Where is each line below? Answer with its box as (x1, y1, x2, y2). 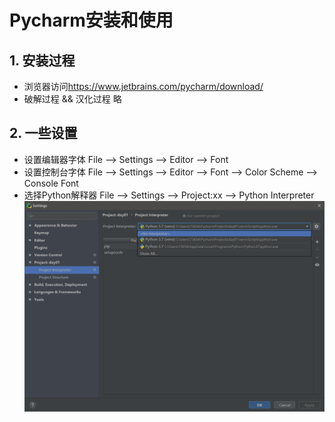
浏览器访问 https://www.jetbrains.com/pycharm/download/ (23, 81, 264, 92)
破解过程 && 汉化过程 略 (23, 93, 122, 105)
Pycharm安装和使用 (9, 9, 174, 32)
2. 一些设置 (9, 125, 78, 142)
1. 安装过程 (9, 52, 76, 69)
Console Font (23, 177, 79, 189)
